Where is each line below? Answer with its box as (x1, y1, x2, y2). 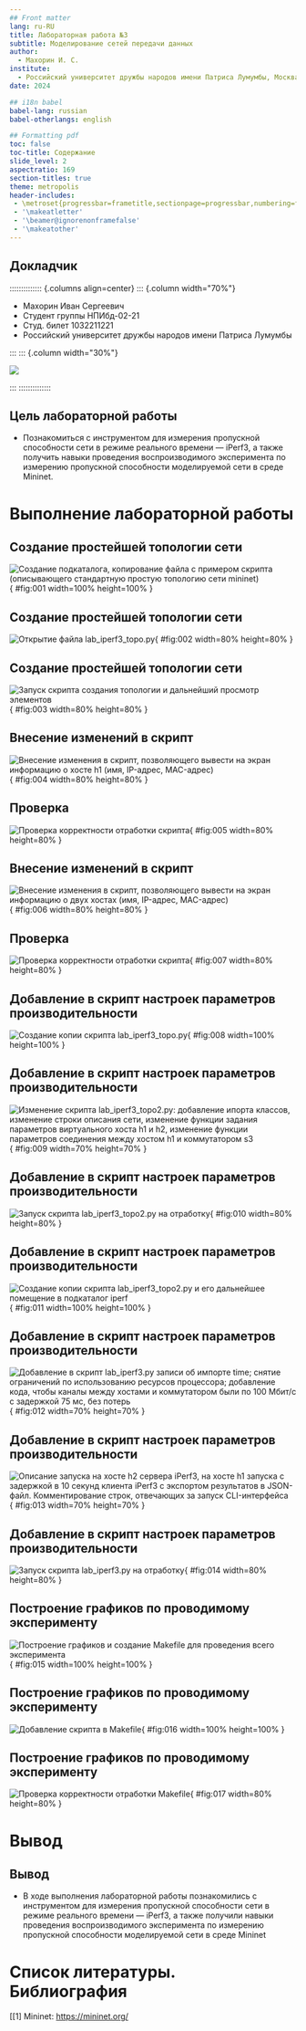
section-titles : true (9, 173, 92, 183)
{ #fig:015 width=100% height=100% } (9, 1659, 153, 1670)
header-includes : (9, 191, 76, 200)
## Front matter (9, 13, 71, 23)
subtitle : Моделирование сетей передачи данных (9, 38, 194, 48)
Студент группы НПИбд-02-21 (22, 309, 140, 320)
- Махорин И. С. (17, 56, 79, 65)
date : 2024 (9, 81, 51, 90)
